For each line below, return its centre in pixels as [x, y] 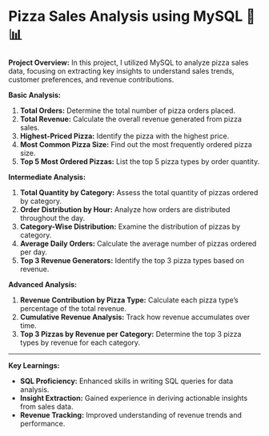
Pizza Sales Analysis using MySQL [126, 16]
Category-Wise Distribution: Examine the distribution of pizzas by [130, 226]
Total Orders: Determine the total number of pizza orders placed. [128, 110]
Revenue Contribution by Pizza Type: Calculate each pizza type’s [129, 300]
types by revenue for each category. [80, 342]
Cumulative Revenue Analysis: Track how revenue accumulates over [135, 317]
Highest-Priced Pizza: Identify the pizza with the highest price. [124, 136]
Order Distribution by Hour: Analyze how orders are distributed [125, 209]
